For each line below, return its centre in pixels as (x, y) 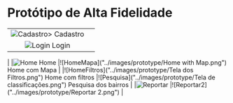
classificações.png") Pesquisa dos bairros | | (72, 84)
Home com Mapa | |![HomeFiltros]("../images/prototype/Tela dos (100, 70)
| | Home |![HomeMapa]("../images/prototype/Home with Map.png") (117, 62)
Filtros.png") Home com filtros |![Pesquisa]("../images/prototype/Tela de (111, 77)
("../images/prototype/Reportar (52, 92)
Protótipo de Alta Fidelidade (90, 13)
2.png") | (111, 92)
